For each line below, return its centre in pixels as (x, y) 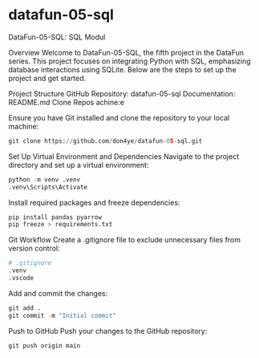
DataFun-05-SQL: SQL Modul (57, 37)
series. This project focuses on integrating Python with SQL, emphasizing (129, 61)
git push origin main (45, 346)
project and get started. (47, 78)
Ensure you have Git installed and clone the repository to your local (119, 117)
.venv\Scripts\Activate (48, 187)
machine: (24, 126)
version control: (34, 248)
